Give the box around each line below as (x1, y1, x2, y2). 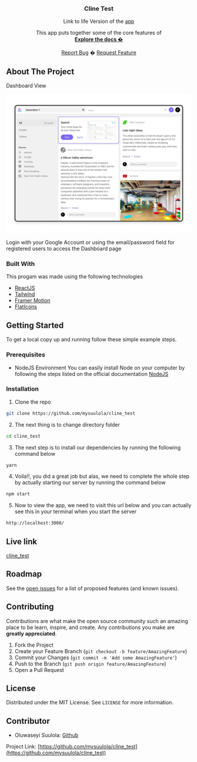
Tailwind (14, 291, 35, 298)
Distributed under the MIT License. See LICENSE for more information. (6, 699, 173, 706)
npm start (6, 491, 31, 497)
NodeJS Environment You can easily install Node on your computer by (14, 364, 185, 371)
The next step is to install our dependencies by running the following (14, 444, 181, 451)
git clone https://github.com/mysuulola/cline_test (6, 410, 135, 416)
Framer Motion (14, 297, 51, 304)
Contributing (6, 602, 54, 612)
